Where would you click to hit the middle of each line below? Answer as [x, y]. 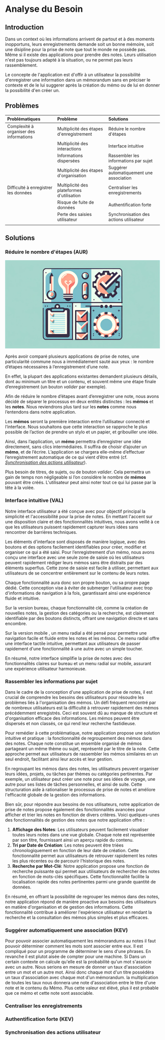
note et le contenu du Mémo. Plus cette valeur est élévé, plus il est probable [82, 988]
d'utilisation [69, 195]
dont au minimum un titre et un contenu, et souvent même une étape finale [81, 382]
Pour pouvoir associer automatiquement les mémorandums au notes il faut [81, 941]
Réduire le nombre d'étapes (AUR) [47, 252]
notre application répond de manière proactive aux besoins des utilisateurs [81, 902]
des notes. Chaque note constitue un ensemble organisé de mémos [74, 743]
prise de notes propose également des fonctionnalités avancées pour [75, 809]
